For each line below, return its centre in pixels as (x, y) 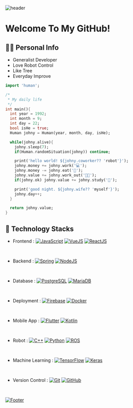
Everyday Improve (32, 76)
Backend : (23, 261)
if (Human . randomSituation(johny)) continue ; (62, 152)
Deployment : (27, 300)
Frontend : (23, 241)
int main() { (18, 109)
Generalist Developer (35, 60)
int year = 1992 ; (28, 114)
